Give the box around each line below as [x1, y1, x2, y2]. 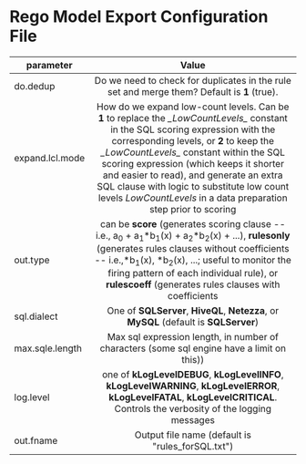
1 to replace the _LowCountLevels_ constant [97, 111, 289, 124]
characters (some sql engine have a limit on [99, 342, 287, 355]
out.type [14, 253, 50, 266]
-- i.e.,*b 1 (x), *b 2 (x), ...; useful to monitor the [94, 253, 291, 268]
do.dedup [14, 79, 56, 92]
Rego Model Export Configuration [9, 6, 269, 27]
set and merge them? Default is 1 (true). [107, 85, 279, 98]
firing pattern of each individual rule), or [107, 267, 279, 280]
